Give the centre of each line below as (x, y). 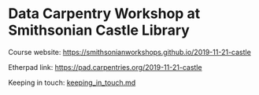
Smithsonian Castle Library (99, 30)
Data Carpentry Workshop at (104, 14)
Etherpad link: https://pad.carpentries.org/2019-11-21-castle (105, 67)
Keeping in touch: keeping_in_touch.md (72, 82)
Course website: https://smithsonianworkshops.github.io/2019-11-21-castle (130, 52)
